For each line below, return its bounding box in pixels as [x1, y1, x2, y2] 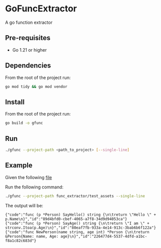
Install [5, 98, 25, 106]
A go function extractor [5, 19, 53, 25]
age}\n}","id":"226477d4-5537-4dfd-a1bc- [60, 234, 148, 239]
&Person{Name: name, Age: [5, 234, 58, 239]
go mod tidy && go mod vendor [5, 84, 68, 89]
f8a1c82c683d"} [5, 238, 37, 243]
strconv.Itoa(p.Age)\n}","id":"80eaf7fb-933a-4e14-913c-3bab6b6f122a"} [5, 225, 156, 230]
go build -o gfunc [5, 121, 43, 125]
